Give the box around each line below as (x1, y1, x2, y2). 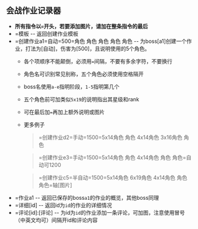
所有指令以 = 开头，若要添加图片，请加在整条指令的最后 (14, 23, 148, 30)
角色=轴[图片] (38, 181, 73, 188)
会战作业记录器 (6, 5, 61, 16)
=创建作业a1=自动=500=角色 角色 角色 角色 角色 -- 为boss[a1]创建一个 (14, 38, 187, 45)
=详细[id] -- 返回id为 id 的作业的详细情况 (14, 202, 112, 209)
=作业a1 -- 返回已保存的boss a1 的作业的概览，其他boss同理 (14, 194, 159, 201)
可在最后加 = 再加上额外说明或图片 (23, 108, 105, 115)
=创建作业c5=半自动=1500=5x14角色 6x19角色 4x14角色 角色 (38, 174, 188, 181)
